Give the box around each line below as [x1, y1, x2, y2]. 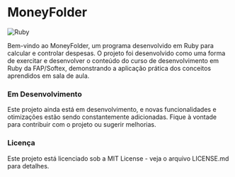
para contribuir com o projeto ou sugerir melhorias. [7, 120, 156, 129]
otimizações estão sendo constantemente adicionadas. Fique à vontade [7, 113, 217, 121]
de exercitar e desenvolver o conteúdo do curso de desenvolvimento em [7, 56, 219, 64]
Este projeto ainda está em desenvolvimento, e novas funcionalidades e [7, 105, 217, 114]
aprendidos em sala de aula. [7, 72, 90, 80]
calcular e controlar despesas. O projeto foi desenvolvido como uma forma [7, 49, 226, 57]
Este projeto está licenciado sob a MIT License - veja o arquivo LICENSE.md [7, 154, 229, 163]
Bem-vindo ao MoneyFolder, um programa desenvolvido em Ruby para [7, 41, 214, 50]
